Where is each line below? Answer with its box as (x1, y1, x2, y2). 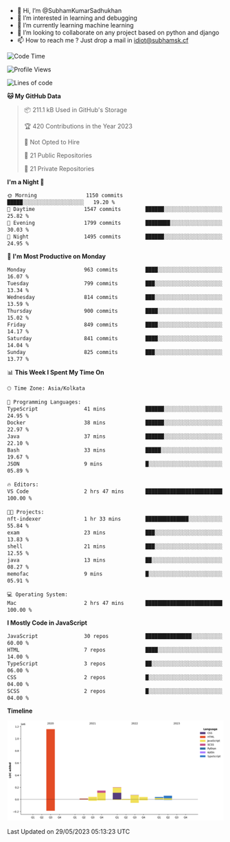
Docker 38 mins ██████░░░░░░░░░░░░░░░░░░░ (7, 419, 223, 426)
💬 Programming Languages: (7, 399, 81, 406)
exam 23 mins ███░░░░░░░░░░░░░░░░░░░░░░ (7, 529, 223, 536)
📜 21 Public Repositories (23, 151, 93, 159)
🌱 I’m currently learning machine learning (16, 21, 134, 29)
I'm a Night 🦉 (7, 178, 45, 186)
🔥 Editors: (7, 481, 39, 488)
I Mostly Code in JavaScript (7, 619, 88, 627)
